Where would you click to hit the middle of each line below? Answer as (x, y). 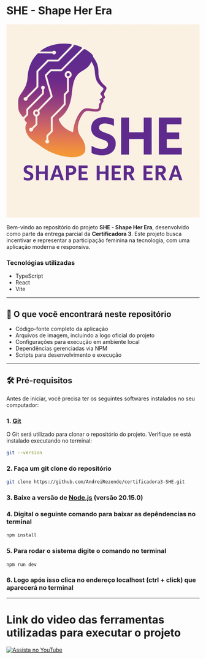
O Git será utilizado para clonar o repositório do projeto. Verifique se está (99, 434)
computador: (23, 405)
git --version (25, 453)
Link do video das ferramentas (86, 619)
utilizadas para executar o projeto (93, 633)
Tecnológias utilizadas (41, 262)
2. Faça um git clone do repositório (59, 468)
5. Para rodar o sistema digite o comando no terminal (86, 551)
